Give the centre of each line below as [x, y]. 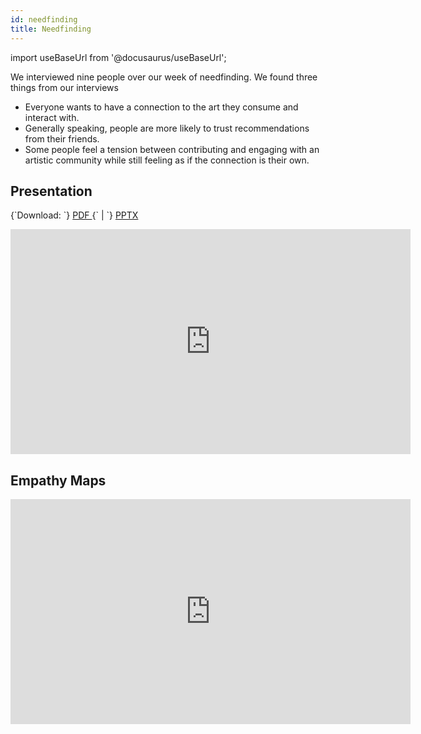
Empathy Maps [58, 480]
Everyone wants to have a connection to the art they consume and [161, 107]
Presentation [51, 191]
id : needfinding [44, 19]
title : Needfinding [51, 29]
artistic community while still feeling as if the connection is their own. [167, 160]
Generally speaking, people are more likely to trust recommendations [167, 128]
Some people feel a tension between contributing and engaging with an [172, 149]
